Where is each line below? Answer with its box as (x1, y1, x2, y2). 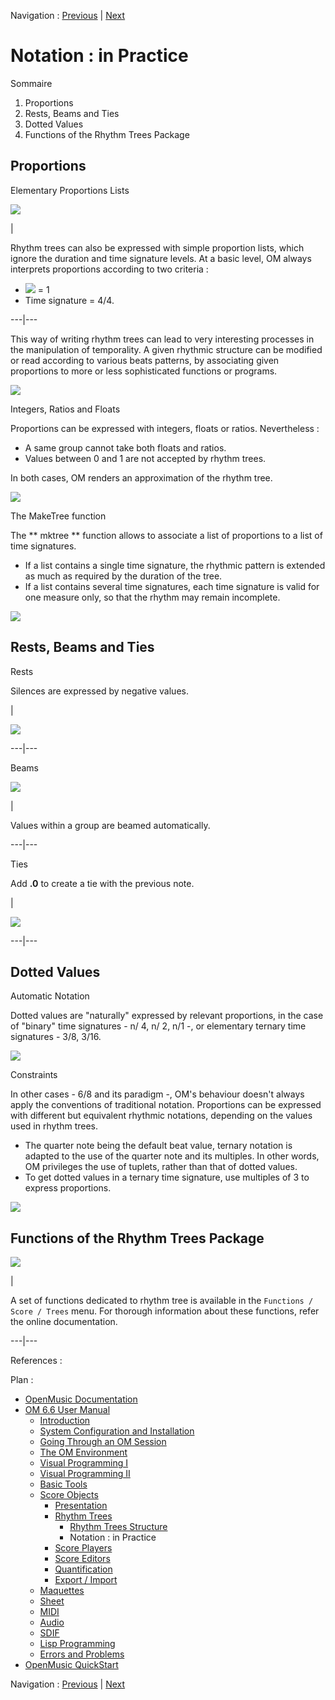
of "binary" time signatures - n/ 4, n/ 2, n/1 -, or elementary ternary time (10, 1020, 307, 1032)
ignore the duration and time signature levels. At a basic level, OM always (10, 252, 312, 264)
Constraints (10, 1069, 58, 1081)
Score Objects (39, 1489, 99, 1501)
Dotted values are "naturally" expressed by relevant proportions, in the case (10, 1010, 324, 1022)
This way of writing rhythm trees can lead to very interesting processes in (10, 333, 315, 345)
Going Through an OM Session (39, 1436, 167, 1448)
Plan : (10, 1374, 34, 1386)
